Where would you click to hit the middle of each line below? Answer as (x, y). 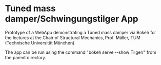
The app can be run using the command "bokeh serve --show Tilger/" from (81, 52)
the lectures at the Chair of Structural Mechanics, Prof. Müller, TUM (73, 38)
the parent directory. (26, 57)
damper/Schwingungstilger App (72, 19)
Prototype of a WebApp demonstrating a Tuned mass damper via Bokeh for (80, 32)
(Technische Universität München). (40, 43)
